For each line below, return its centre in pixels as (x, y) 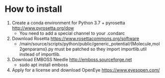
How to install (34, 9)
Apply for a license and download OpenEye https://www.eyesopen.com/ (86, 70)
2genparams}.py (36, 49)
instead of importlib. (40, 54)
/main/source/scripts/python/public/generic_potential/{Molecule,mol (89, 43)
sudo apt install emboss (43, 65)
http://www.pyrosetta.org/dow (43, 28)
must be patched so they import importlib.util (101, 49)
